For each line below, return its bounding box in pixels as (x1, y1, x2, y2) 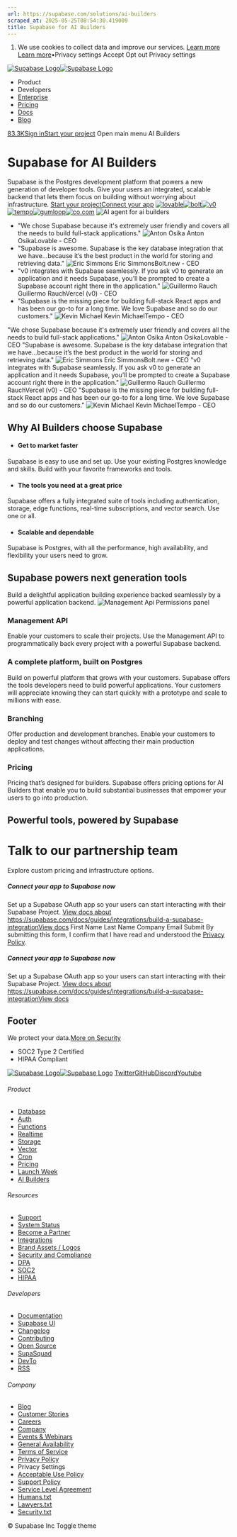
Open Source (17, 1341, 57, 1350)
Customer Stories (17, 1410, 69, 1419)
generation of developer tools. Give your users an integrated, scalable (7, 185, 211, 194)
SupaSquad (17, 1349, 52, 1358)
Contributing (17, 1334, 54, 1342)
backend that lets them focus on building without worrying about (7, 193, 196, 201)
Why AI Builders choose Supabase (7, 421, 163, 433)
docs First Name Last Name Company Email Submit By (54, 922, 214, 931)
